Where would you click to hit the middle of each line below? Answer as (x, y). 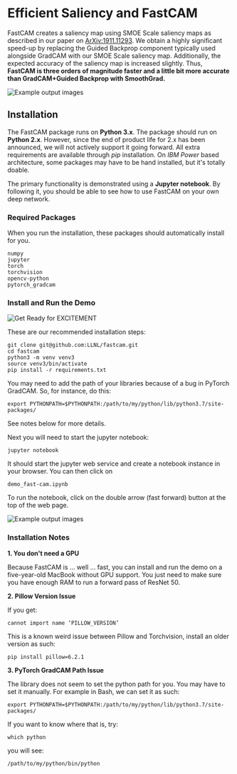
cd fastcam (23, 351)
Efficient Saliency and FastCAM (102, 13)
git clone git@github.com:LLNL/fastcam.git (73, 345)
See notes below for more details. (57, 423)
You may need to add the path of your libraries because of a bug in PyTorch (118, 383)
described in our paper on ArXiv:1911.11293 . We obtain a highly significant (115, 40)
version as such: (31, 643)
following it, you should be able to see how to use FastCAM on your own (113, 191)
